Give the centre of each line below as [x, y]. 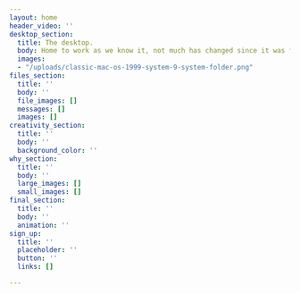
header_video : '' [42, 26]
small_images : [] [50, 192]
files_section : [37, 76]
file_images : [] [47, 100]
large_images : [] [50, 184]
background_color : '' [58, 150]
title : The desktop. [55, 42]
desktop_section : [42, 34]
